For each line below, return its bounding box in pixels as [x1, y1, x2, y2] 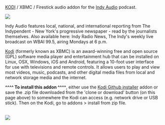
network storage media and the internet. [5, 75, 87, 81]
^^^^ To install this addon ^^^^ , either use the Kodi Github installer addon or [5, 84, 158, 90]
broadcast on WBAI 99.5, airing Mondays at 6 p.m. [5, 39, 107, 44]
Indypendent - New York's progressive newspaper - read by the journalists [5, 28, 157, 34]
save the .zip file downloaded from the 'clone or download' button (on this [5, 89, 156, 95]
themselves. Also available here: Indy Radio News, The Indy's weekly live [5, 34, 154, 39]
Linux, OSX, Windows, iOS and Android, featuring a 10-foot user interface [5, 59, 154, 65]
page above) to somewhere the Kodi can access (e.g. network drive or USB [5, 95, 159, 100]
